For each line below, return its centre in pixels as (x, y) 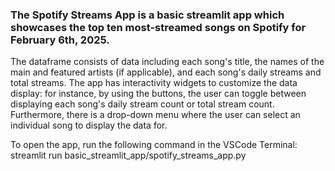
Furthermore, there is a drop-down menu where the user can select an (155, 115)
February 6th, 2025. (60, 40)
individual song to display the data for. (89, 125)
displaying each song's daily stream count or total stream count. (142, 104)
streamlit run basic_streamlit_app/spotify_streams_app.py (128, 155)
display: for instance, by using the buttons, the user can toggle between (158, 94)
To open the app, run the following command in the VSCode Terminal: (154, 145)
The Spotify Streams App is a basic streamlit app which (147, 15)
